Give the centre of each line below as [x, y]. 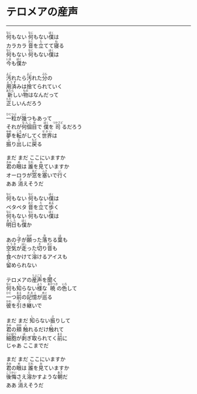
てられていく [47, 86]
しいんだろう [27, 103]
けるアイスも [52, 257]
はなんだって [44, 95]
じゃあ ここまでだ [27, 345]
